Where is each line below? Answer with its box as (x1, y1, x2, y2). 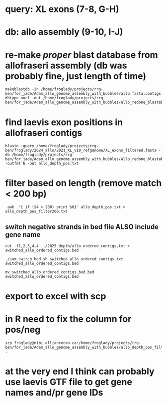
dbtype (5, 96, 19, 101)
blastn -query (5, 144, 35, 149)
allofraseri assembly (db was (5, 60, 127, 71)
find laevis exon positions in (5, 116, 123, 128)
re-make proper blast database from (5, 49, 158, 60)
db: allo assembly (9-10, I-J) (5, 26, 123, 38)
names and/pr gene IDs (5, 387, 103, 399)
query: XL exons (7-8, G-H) (5, 3, 119, 15)
